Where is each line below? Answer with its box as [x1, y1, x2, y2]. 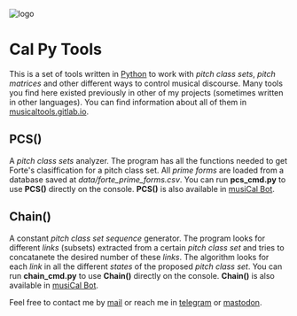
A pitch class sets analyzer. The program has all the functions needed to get [9, 155, 288, 166]
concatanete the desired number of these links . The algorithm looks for [9, 251, 270, 262]
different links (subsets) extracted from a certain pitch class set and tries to [9, 242, 285, 252]
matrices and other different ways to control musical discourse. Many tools [9, 78, 284, 89]
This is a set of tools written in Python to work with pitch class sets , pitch [9, 68, 277, 79]
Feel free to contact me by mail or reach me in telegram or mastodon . [9, 297, 262, 307]
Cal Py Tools [9, 40, 102, 59]
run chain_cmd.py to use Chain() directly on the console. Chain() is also [9, 270, 275, 281]
